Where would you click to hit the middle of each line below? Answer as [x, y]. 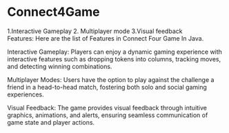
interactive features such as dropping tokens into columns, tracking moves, [114, 59]
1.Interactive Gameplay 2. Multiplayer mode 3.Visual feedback [95, 31]
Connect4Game [53, 12]
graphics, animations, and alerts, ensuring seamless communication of [108, 115]
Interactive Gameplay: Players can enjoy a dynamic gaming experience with [115, 52]
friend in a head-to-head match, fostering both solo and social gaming [107, 87]
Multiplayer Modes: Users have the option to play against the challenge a [111, 79]
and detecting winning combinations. [60, 66]
